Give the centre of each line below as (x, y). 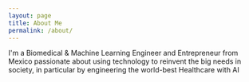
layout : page (30, 16)
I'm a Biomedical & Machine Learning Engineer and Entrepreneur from (123, 53)
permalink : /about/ (41, 30)
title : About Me (35, 23)
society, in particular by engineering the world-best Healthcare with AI (124, 70)
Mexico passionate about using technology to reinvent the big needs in (125, 61)
